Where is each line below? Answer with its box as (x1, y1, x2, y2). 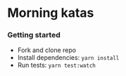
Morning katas (7, 5, 94, 21)
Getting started (7, 30, 61, 40)
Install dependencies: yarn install (17, 53, 120, 62)
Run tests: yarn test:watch (17, 61, 96, 70)
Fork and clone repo (17, 46, 76, 54)
